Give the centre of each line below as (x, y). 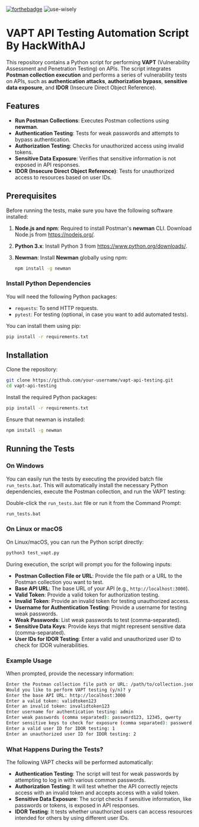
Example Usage (29, 661)
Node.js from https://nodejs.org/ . (55, 234)
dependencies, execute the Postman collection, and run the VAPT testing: (96, 491)
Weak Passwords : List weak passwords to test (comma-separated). (98, 620)
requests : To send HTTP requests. (57, 308)
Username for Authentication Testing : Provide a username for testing (100, 607)
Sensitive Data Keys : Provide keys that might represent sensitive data (100, 626)
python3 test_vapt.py (33, 553)
